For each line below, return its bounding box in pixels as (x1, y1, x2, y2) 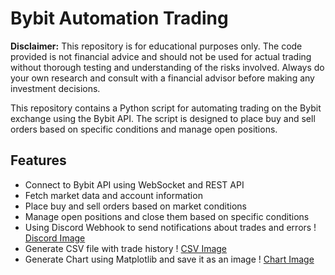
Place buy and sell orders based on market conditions (24, 200, 247, 212)
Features (10, 152, 67, 169)
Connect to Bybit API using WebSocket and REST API (24, 178, 245, 191)
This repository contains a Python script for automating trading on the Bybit (10, 102, 322, 114)
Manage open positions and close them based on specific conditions (24, 210, 310, 222)
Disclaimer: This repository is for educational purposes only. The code (10, 40, 303, 52)
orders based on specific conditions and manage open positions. (10, 123, 278, 135)
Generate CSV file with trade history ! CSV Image (24, 242, 228, 254)
